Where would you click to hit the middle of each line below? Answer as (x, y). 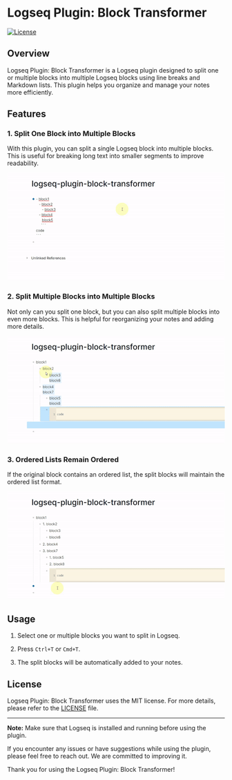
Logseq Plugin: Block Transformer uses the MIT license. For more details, (112, 701)
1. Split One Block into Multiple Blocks (71, 134)
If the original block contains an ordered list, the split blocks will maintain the (116, 475)
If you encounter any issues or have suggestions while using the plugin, (109, 748)
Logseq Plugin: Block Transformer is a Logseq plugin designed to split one (113, 70)
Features (27, 114)
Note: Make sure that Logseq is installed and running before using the (107, 727)
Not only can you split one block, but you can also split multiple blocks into (113, 312)
